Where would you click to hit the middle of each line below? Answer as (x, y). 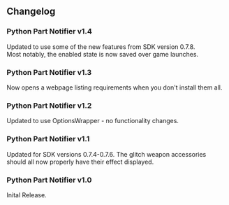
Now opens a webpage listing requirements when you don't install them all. (114, 87)
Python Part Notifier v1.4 (49, 31)
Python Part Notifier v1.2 (49, 106)
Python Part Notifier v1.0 (49, 180)
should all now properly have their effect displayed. (80, 162)
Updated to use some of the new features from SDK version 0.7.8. (101, 47)
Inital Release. (27, 195)
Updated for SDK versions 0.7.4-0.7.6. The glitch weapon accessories (106, 154)
